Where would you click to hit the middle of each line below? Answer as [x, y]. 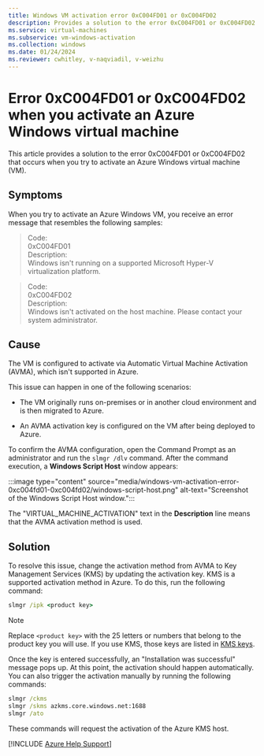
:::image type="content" [47, 482]
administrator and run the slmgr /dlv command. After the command [118, 458]
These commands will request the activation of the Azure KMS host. [119, 728]
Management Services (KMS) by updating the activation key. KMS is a [122, 574]
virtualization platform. [64, 271]
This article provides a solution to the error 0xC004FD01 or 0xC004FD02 [127, 154]
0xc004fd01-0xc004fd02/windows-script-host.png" [93, 490]
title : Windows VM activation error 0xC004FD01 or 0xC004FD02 [112, 15]
